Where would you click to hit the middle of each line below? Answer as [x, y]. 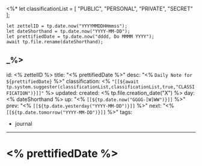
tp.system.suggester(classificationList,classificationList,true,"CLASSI [101, 87]
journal [23, 123]
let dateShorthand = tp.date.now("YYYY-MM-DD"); [68, 31]
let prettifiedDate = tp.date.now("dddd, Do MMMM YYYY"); [80, 37]
